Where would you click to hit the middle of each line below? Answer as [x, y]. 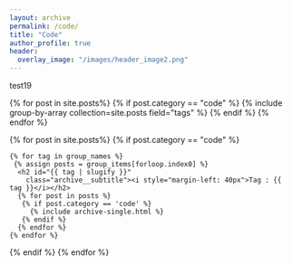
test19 [20, 85]
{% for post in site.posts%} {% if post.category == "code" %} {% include [146, 103]
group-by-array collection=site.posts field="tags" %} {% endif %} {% [139, 113]
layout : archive [40, 18]
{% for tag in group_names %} [67, 156]
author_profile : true [50, 43]
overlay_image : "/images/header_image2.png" [103, 60]
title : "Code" [36, 34]
